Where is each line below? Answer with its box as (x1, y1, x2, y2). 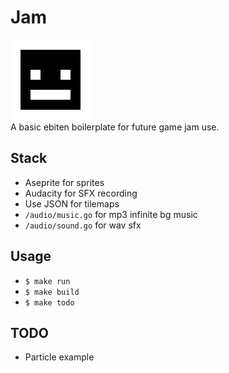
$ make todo (24, 297, 75, 308)
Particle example (24, 351, 95, 363)
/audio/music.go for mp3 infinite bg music (24, 208, 198, 220)
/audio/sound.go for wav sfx (24, 219, 142, 231)
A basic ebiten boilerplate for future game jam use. (10, 121, 220, 133)
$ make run (24, 276, 71, 286)
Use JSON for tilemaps (24, 197, 120, 210)
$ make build (24, 287, 80, 297)
